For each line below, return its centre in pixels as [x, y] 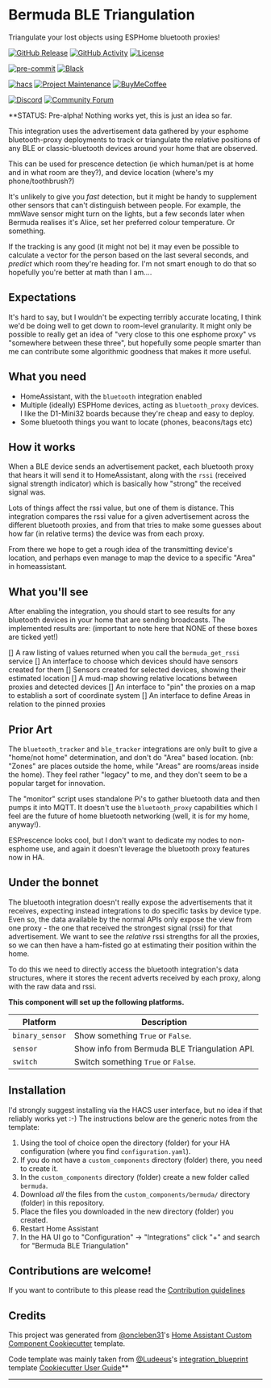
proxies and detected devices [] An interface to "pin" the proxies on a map [132, 687]
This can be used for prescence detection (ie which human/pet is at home [131, 164]
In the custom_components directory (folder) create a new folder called [135, 1177]
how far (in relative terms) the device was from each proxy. [106, 533]
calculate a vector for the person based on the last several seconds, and [129, 255]
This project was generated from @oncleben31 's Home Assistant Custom [130, 1335]
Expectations [42, 297]
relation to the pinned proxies [57, 704]
